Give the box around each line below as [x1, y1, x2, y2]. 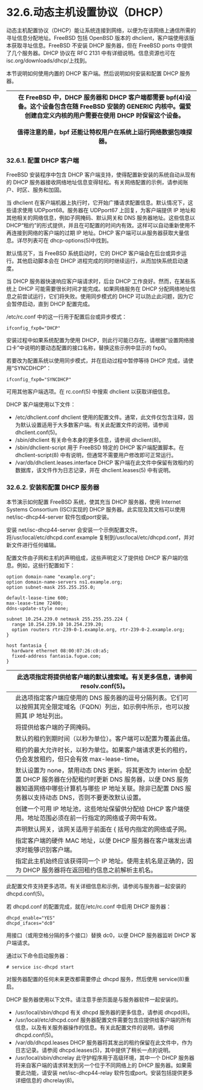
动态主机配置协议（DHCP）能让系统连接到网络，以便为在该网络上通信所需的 [6, 27, 196, 34]
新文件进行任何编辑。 [6, 541, 59, 548]
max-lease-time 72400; [6, 600, 63, 606]
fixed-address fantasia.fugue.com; [11, 653, 101, 659]
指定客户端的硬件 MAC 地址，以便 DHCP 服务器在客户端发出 [15, 836, 186, 845]
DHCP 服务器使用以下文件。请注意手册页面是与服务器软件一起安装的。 [6, 996, 182, 1003]
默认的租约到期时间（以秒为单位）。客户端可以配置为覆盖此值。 [15, 734, 195, 742]
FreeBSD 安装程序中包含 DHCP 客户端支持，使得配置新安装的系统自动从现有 [6, 171, 196, 178]
